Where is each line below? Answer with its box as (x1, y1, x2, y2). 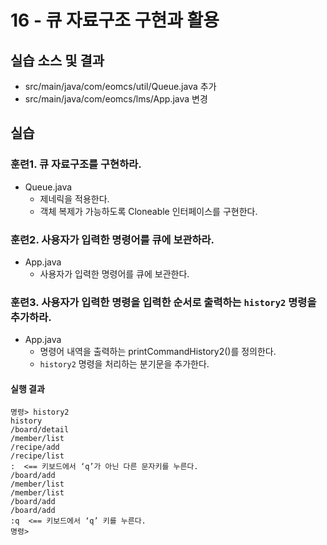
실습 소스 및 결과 (10, 52, 105, 69)
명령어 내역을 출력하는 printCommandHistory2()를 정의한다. (39, 346, 277, 358)
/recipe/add (10, 442, 60, 453)
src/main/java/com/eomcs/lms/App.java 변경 (24, 93, 208, 105)
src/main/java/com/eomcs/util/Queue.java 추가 (24, 81, 217, 92)
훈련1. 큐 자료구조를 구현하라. (10, 157, 142, 171)
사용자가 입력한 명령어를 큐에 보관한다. (39, 267, 190, 280)
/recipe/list (10, 451, 65, 461)
